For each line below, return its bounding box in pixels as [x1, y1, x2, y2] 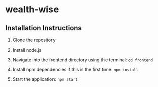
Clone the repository [12, 37, 56, 43]
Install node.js [12, 47, 42, 53]
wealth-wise [5, 4, 59, 15]
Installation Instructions [5, 24, 82, 32]
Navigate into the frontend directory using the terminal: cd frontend [12, 57, 153, 63]
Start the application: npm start [12, 76, 78, 82]
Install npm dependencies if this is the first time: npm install [12, 67, 139, 72]
